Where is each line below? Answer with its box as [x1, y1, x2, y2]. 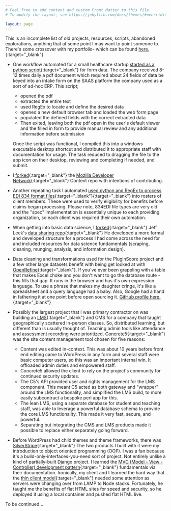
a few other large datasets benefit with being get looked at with [12, 261, 146, 267]
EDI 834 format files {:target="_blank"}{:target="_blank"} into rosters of [12, 193, 162, 199]
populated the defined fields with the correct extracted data [20, 115, 146, 121]
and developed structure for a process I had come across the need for [12, 235, 160, 241]
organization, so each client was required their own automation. [12, 214, 147, 221]
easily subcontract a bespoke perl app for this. [20, 395, 118, 401]
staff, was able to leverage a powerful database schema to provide [20, 406, 160, 412]
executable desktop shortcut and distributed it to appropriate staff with [12, 146, 161, 152]
